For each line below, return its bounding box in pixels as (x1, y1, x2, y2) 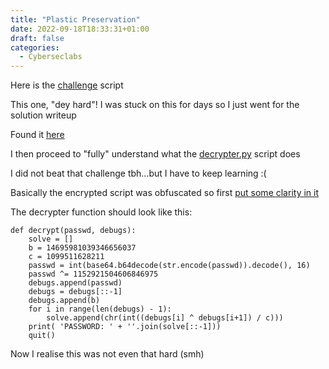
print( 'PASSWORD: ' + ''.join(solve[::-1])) (28, 322, 222, 332)
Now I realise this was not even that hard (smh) (10, 348, 205, 360)
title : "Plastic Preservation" (10, 14, 141, 25)
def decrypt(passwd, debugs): (10, 226, 137, 236)
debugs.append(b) (28, 296, 101, 306)
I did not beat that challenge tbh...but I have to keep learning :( (10, 167, 267, 180)
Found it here (10, 129, 65, 141)
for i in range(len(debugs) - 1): (28, 304, 172, 315)
